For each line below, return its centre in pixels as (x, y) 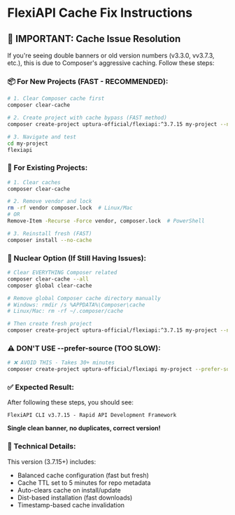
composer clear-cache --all (48, 279)
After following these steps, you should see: (71, 402)
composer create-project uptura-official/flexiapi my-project (100, 369)
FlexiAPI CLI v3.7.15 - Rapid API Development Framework (92, 415)
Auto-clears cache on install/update (69, 490)
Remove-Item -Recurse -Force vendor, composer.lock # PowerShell (106, 221)
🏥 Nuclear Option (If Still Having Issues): (77, 258)
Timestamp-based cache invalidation (71, 505)
